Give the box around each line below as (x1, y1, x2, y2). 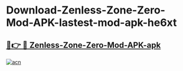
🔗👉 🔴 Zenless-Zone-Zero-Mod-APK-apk (6, 40, 161, 50)
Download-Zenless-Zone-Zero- (6, 4, 165, 17)
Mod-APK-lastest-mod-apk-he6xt (6, 16, 177, 29)
